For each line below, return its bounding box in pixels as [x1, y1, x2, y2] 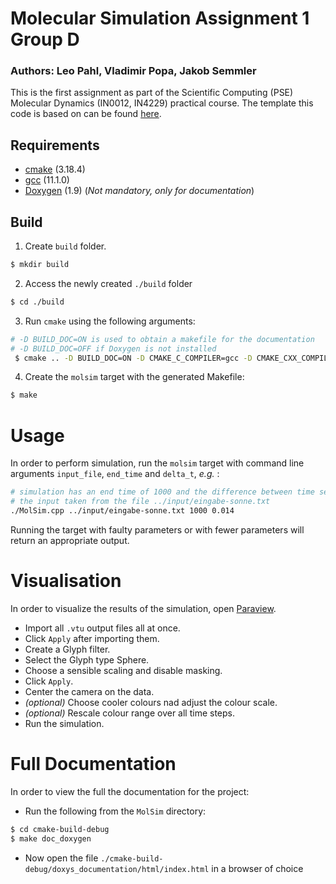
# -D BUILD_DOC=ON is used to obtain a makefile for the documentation [10, 334, 315, 344]
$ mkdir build [10, 260, 70, 270]
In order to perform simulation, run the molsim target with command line [10, 457, 305, 469]
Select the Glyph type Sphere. [24, 653, 150, 666]
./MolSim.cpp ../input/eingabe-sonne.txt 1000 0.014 [10, 506, 235, 516]
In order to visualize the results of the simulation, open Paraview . [10, 602, 277, 614]
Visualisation [10, 570, 122, 592]
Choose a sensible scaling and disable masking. [24, 664, 223, 676]
